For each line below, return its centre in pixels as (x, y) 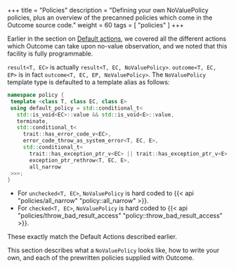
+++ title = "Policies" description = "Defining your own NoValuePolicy (108, 10)
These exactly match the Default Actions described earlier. (92, 237)
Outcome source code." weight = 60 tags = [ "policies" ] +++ (96, 25)
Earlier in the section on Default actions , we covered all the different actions (117, 39)
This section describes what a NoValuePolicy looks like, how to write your (113, 250)
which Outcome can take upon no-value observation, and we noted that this (117, 46)
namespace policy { (36, 95)
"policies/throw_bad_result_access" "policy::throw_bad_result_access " (120, 216)
